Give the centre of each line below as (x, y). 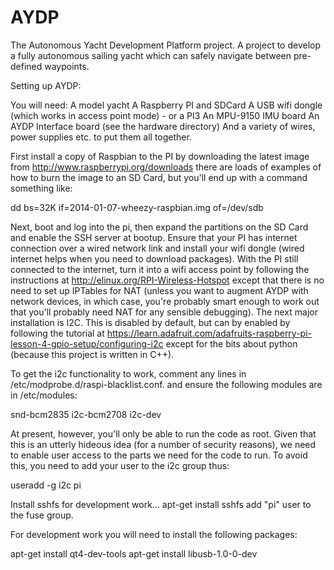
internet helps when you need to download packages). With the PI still (154, 258)
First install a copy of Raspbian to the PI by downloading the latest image (160, 156)
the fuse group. (42, 515)
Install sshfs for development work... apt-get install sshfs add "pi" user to (161, 504)
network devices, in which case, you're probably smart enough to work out (165, 301)
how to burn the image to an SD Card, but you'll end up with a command (159, 177)
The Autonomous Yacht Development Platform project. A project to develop (166, 45)
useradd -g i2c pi (46, 485)
